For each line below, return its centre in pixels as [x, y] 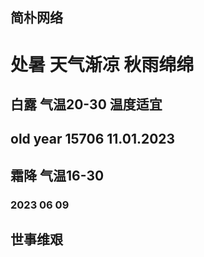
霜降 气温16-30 [57, 175]
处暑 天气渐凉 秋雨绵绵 [102, 64]
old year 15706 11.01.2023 [93, 139]
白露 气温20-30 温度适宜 [86, 104]
